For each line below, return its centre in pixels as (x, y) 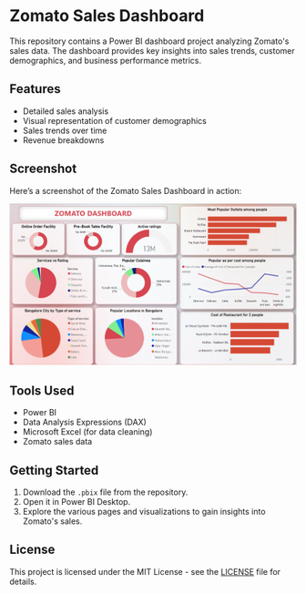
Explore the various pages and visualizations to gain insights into (144, 511)
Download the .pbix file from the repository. (105, 492)
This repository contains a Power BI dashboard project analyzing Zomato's (149, 41)
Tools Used (42, 390)
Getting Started (54, 470)
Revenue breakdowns (63, 140)
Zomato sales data (57, 442)
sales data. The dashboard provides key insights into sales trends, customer (153, 50)
